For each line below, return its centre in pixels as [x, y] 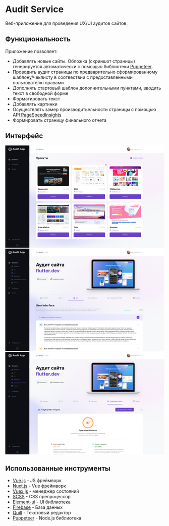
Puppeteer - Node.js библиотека [47, 518]
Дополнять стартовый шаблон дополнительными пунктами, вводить [87, 88]
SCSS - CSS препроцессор [41, 497]
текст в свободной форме [40, 93]
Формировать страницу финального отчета [60, 120]
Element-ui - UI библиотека [41, 502]
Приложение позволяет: [32, 51]
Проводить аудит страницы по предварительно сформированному [85, 72]
